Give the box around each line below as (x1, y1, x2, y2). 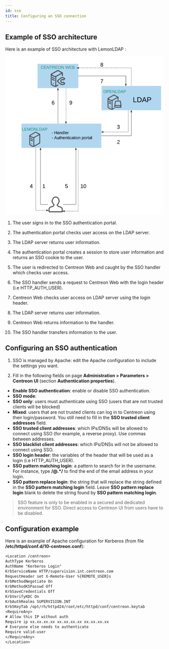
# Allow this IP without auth (5, 614, 69, 620)
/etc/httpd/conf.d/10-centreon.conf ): (5, 543, 84, 550)
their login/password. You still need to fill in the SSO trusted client (12, 414, 150, 420)
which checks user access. (12, 269, 69, 275)
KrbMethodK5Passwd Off (5, 584, 53, 589)
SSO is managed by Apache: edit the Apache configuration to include (12, 357, 157, 363)
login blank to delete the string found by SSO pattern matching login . (12, 489, 157, 495)
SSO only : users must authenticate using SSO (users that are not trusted (12, 398, 163, 404)
